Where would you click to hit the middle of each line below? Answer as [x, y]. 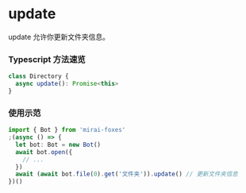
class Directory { [38, 76]
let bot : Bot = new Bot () [58, 145]
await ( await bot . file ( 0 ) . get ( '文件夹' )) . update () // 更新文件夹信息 [127, 174]
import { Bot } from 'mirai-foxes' [67, 130]
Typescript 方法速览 [47, 59]
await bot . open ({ [44, 152]
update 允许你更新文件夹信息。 [59, 37]
